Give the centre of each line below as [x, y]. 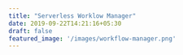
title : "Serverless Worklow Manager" [72, 16]
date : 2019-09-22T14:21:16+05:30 [65, 23]
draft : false [30, 31]
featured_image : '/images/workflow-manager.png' [92, 38]
